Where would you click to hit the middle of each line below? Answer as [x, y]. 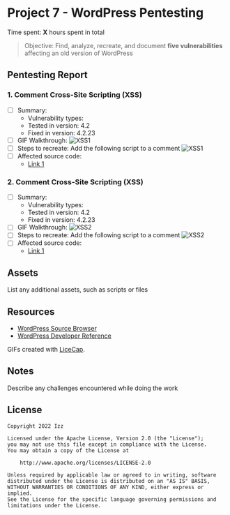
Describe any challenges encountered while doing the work [93, 388]
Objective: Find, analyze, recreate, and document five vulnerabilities [123, 45]
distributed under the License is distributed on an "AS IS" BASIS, [109, 481]
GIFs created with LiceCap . [46, 350]
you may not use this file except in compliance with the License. [107, 445]
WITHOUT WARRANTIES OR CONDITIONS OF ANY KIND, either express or [106, 487]
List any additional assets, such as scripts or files [78, 290]
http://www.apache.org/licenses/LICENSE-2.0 [85, 463]
